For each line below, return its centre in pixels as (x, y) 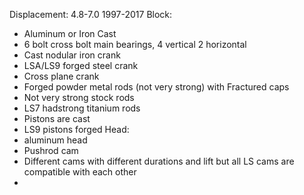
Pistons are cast (57, 118)
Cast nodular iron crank (72, 55)
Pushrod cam (51, 150)
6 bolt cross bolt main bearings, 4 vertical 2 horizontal (135, 44)
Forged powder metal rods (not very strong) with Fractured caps (156, 87)
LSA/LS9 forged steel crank (81, 65)
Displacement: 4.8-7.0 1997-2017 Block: (91, 14)
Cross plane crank (61, 76)
